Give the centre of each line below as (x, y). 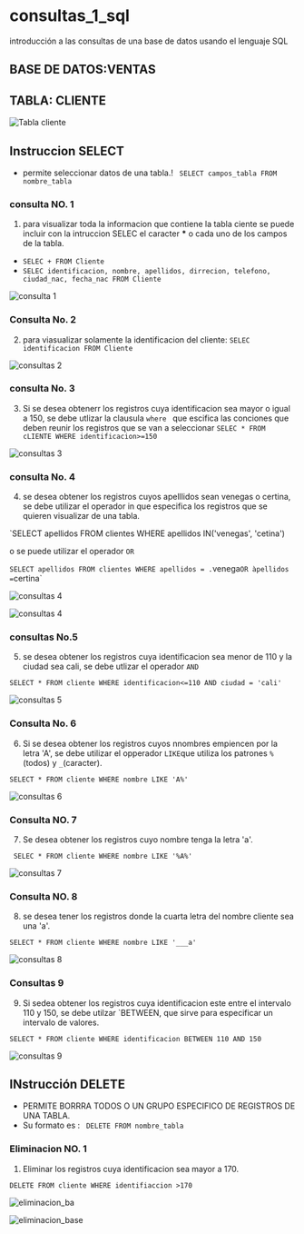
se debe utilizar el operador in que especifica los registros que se (145, 506)
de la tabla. (44, 244)
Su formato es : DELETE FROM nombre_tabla (103, 1125)
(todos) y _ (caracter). (62, 762)
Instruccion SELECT (67, 151)
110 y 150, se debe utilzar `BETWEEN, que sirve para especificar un (148, 1012)
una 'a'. (36, 926)
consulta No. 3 (42, 389)
